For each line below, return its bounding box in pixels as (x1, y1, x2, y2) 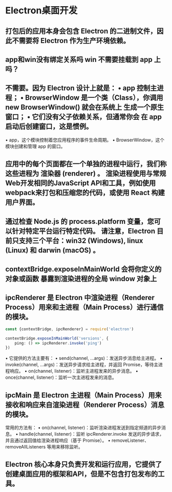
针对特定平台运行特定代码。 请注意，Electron (12, 226, 155, 236)
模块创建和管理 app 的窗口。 (5, 143, 66, 149)
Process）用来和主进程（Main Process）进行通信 (5, 303, 164, 312)
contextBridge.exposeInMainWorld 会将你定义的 (5, 265, 162, 273)
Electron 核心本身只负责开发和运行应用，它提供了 (5, 460, 162, 469)
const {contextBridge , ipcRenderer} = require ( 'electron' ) (5, 326, 134, 332)
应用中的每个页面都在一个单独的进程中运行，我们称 (5, 160, 167, 168)
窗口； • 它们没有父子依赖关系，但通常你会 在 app (5, 113, 162, 121)
